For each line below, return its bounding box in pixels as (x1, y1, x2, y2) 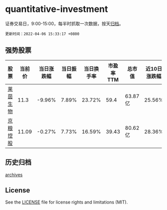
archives (5, 172, 23, 178)
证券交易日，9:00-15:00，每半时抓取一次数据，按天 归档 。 (5, 20, 124, 26)
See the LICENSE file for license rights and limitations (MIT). (5, 199, 128, 205)
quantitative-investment (5, 3, 108, 15)
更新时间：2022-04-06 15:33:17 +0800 (5, 31, 80, 36)
